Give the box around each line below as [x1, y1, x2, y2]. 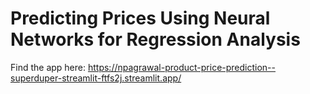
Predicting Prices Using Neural [10, 7, 271, 30]
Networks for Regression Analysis [10, 28, 301, 51]
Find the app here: [10, 61, 87, 73]
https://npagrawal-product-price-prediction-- [87, 61, 277, 73]
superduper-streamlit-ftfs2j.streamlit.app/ [10, 72, 182, 84]
